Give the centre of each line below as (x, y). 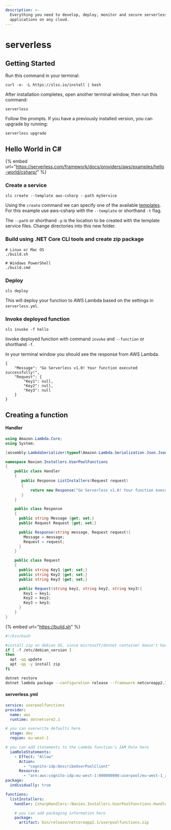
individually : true (31, 785)
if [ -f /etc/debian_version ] (38, 650)
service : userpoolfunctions (35, 705)
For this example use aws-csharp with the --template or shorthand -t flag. (83, 211)
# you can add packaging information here (60, 813)
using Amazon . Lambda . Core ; (34, 439)
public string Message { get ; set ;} (56, 518)
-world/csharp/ (21, 172)
